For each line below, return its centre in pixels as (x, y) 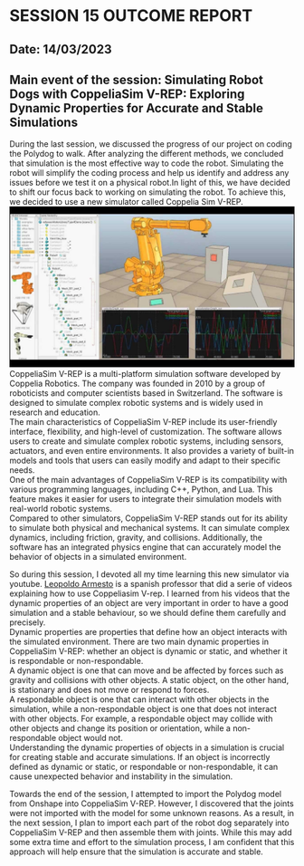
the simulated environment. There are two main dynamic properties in (139, 641)
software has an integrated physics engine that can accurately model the (146, 547)
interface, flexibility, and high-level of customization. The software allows (146, 431)
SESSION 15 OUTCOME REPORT (131, 16)
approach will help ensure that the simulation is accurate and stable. (137, 852)
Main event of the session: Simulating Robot (137, 79)
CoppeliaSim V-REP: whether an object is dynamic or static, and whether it (148, 651)
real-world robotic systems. (61, 508)
